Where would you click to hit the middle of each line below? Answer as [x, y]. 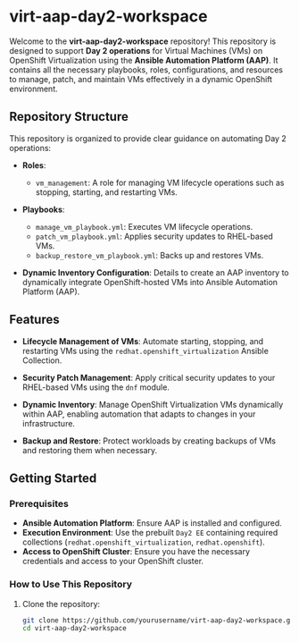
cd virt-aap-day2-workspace [74, 629]
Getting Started [53, 478]
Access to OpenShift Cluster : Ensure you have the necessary [136, 552]
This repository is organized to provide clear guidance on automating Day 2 [148, 138]
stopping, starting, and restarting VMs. [107, 192]
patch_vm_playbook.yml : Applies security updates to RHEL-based [154, 236]
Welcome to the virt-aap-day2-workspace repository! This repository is [143, 41]
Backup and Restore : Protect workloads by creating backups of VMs [149, 441]
